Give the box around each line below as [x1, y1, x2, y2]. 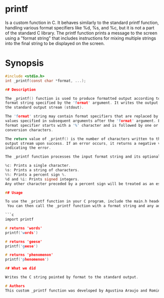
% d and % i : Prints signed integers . [5, 177, 80, 182]
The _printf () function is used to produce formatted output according [5, 96, 154, 101]
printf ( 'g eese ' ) [5, 244, 38, 249]
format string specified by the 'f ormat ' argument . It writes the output [5, 100, 159, 106]
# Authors [5, 283, 25, 288]
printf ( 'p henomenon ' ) [5, 257, 49, 262]
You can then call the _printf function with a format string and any [7, 204, 154, 208]
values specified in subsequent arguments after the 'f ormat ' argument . [5, 118, 156, 123]
